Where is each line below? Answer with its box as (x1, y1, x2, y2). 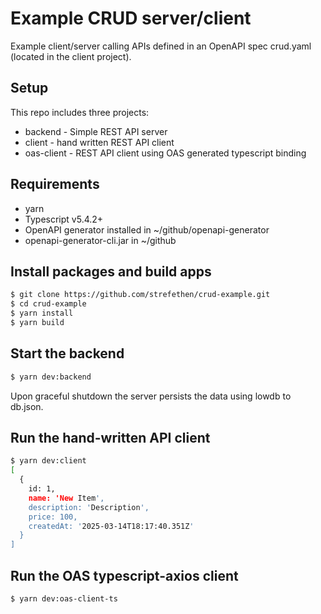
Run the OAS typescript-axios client (10, 567, 239, 584)
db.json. (10, 400, 44, 412)
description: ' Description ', (28, 502, 150, 512)
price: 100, (28, 512, 78, 522)
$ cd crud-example (10, 299, 87, 309)
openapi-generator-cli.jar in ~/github (24, 234, 177, 246)
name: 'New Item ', (28, 493, 105, 503)
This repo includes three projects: (10, 106, 150, 118)
